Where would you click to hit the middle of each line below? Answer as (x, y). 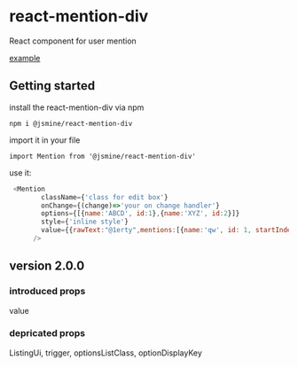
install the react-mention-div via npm (77, 107)
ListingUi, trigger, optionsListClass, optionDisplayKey (106, 353)
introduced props (47, 292)
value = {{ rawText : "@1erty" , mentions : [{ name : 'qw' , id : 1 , (146, 230)
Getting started (52, 86)
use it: (20, 172)
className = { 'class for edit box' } (105, 197)
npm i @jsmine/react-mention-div (71, 123)
